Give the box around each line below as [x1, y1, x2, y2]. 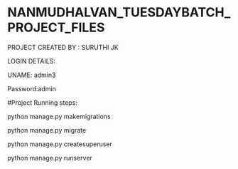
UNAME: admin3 [7, 71, 56, 79]
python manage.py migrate [7, 126, 87, 134]
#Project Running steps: [7, 98, 78, 107]
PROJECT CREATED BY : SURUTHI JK [7, 43, 119, 51]
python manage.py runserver [7, 153, 92, 162]
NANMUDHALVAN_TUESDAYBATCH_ [7, 4, 231, 21]
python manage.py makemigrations [7, 112, 112, 121]
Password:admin [7, 84, 57, 93]
